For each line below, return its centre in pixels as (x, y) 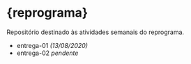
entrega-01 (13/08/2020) (52, 45)
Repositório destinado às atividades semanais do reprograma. (95, 32)
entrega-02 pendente (47, 53)
